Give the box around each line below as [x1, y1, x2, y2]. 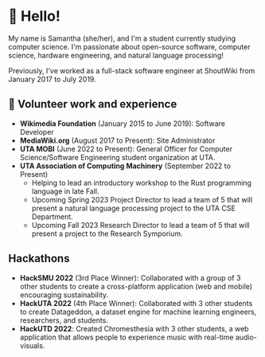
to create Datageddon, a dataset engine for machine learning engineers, [19, 307, 257, 316]
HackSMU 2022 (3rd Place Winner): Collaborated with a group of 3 [19, 273, 241, 282]
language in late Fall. [31, 186, 99, 196]
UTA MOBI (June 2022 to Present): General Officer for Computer [19, 143, 233, 154]
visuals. [19, 340, 45, 350]
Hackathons [8, 252, 70, 265]
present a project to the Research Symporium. [31, 229, 183, 238]
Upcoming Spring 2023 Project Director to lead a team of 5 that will [31, 194, 253, 204]
